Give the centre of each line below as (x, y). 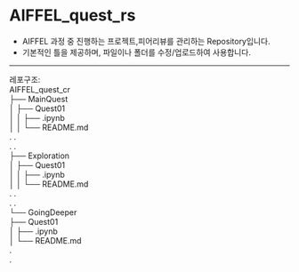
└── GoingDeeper (43, 212)
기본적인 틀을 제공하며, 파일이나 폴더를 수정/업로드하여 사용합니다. (137, 52)
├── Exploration (39, 156)
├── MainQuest (39, 99)
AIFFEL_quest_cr (40, 89)
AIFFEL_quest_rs (73, 16)
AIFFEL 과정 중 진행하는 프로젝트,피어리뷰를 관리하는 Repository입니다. (146, 41)
